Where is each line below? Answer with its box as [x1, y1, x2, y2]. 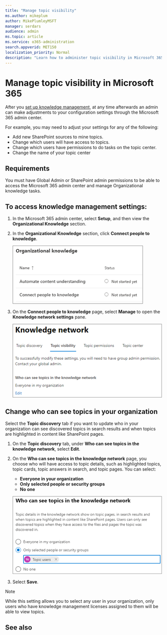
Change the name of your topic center [12, 150, 91, 156]
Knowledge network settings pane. [12, 314, 86, 320]
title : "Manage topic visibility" [5, 8, 77, 13]
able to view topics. [5, 609, 45, 615]
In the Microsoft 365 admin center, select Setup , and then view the [12, 216, 150, 222]
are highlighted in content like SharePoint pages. [5, 431, 104, 437]
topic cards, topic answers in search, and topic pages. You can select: [12, 466, 157, 472]
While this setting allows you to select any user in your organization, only [5, 598, 155, 604]
